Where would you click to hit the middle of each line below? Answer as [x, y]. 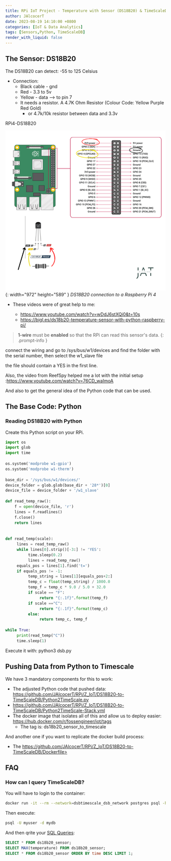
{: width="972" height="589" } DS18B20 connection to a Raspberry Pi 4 [81, 294]
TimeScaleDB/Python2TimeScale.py [51, 700]
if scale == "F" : [46, 593]
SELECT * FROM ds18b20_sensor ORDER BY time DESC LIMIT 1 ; [69, 853]
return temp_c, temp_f [63, 619]
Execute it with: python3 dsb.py [38, 650]
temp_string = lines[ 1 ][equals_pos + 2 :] [70, 576]
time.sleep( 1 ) [32, 641]
